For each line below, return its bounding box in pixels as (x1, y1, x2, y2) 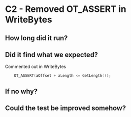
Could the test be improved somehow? (5, 104, 126, 113)
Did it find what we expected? (5, 51, 98, 59)
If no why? (5, 87, 38, 95)
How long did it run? (5, 34, 68, 42)
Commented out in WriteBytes (5, 63, 66, 70)
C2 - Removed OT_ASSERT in (5, 3, 127, 15)
